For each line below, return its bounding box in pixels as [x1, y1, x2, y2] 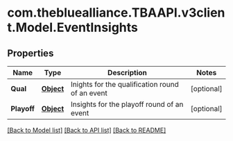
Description [107, 68, 148, 77]
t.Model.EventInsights [7, 19, 139, 35]
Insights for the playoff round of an [70, 99, 184, 109]
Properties [7, 47, 54, 59]
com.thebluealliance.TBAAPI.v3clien [7, 5, 225, 21]
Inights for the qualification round [70, 80, 179, 89]
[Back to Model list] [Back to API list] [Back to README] [7, 126, 166, 134]
